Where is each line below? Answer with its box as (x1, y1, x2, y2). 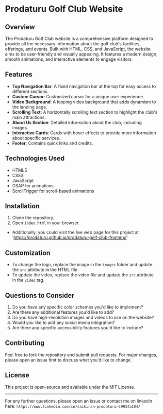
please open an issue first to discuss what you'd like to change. (5, 357, 132, 363)
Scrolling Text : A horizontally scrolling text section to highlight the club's (12, 109, 158, 115)
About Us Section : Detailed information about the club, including (12, 119, 142, 125)
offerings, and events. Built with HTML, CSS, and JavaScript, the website (5, 46, 151, 52)
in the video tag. (12, 277, 45, 283)
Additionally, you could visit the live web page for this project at (12, 230, 139, 235)
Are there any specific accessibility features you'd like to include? (12, 325, 144, 331)
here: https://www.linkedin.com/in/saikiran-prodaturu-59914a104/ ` (5, 403, 143, 409)
